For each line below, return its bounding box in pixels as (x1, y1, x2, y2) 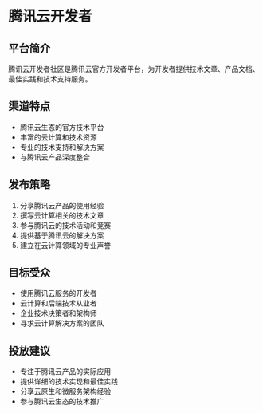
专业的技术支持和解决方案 (19, 142, 104, 151)
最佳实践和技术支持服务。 (8, 74, 92, 84)
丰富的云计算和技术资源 (19, 132, 97, 142)
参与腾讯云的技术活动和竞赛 (19, 220, 112, 230)
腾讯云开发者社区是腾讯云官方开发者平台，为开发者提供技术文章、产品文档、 (8, 65, 260, 73)
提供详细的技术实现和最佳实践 (19, 376, 118, 387)
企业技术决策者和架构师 (19, 309, 97, 318)
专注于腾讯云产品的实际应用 (19, 367, 112, 376)
